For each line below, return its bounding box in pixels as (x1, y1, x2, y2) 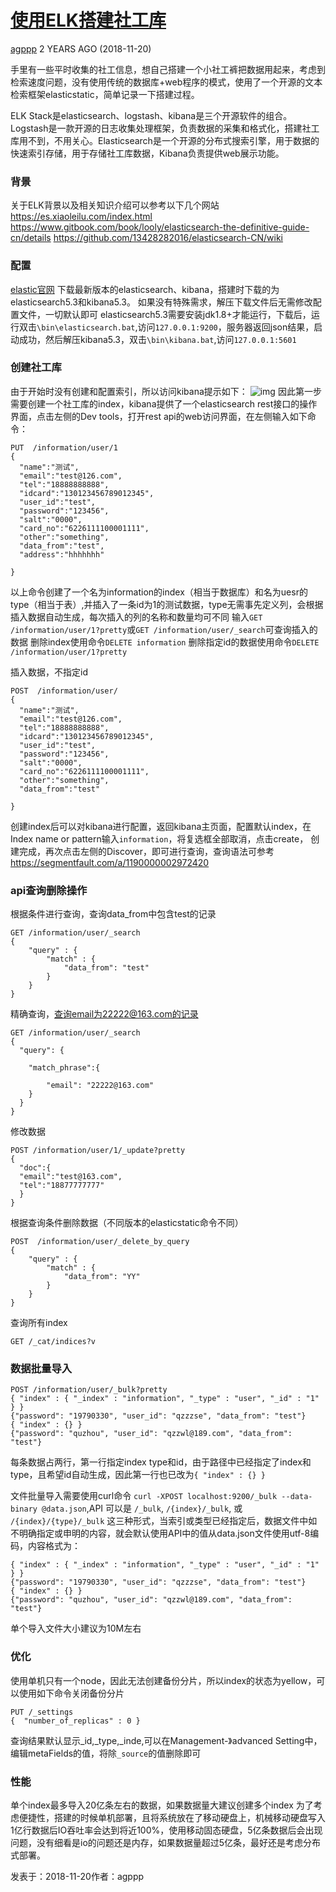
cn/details (10, 232, 52, 244)
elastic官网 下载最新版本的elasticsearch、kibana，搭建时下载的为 (10, 283, 280, 295)
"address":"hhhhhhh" (19, 549, 105, 560)
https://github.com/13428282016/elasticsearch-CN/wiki (53, 232, 284, 244)
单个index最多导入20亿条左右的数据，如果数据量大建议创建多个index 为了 (10, 1799, 314, 1811)
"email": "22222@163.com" (46, 1081, 155, 1091)
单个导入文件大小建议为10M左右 (10, 1622, 142, 1635)
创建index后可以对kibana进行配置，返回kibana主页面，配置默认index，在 (10, 820, 312, 832)
